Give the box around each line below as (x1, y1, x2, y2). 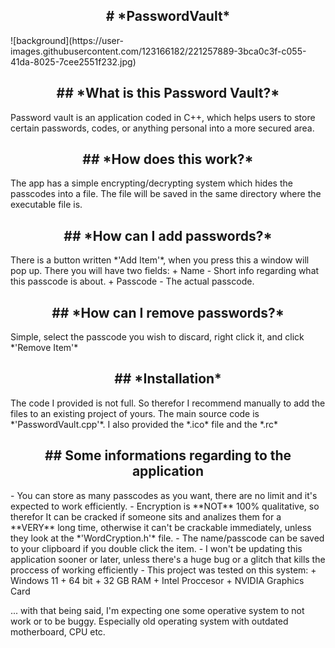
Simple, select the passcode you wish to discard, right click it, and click (10, 331, 305, 343)
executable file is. (10, 199, 83, 211)
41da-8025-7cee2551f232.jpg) (10, 55, 137, 68)
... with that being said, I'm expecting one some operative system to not (10, 604, 305, 616)
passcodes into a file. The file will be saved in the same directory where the (10, 188, 322, 200)
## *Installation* (114, 370, 222, 388)
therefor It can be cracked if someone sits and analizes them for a (10, 510, 282, 523)
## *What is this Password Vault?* (56, 85, 280, 102)
